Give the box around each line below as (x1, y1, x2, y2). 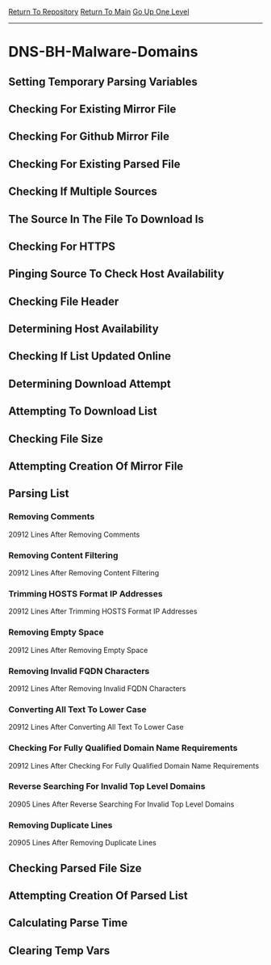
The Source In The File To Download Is (8, 212, 204, 225)
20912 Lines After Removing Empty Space (8, 645, 148, 655)
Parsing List (8, 487, 69, 500)
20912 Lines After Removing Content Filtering (8, 568, 160, 578)
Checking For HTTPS (8, 239, 115, 253)
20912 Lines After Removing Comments (8, 529, 140, 539)
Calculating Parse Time (8, 917, 128, 930)
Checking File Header (8, 294, 119, 308)
